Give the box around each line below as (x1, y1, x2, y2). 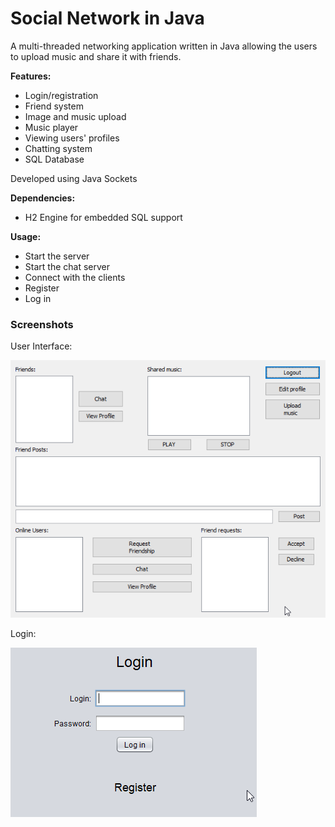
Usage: (10, 230, 42, 242)
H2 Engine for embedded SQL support (24, 211, 183, 223)
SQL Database (24, 153, 85, 165)
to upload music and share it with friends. (10, 50, 182, 62)
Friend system (24, 100, 84, 112)
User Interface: (10, 340, 73, 352)
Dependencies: (10, 192, 76, 204)
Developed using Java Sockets (10, 172, 138, 184)
